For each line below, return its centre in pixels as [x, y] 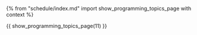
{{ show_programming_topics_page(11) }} [57, 26]
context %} [20, 15]
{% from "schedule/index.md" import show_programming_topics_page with [99, 8]
